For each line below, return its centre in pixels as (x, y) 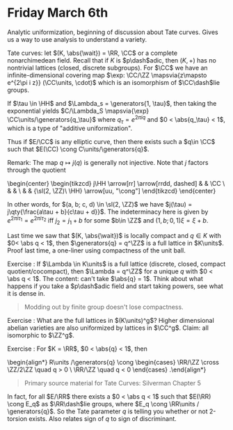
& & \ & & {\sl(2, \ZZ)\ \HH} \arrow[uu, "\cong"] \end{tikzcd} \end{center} (112, 191)
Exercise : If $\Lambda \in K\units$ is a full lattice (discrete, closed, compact (116, 264)
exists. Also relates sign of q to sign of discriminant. (103, 418)
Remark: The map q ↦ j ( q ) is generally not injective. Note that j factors (108, 163)
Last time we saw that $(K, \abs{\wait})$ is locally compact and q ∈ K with (114, 235)
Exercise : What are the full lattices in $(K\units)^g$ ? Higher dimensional (111, 320)
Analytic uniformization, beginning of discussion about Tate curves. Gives (113, 32)
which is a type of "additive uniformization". (70, 128)
